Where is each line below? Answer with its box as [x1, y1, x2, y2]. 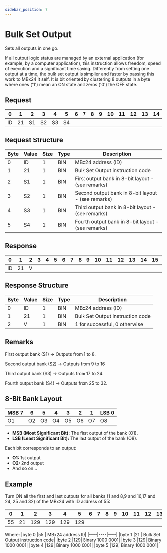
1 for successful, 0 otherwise [74, 321, 143, 328]
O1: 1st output [12, 455, 41, 461]
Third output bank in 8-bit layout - [74, 204, 156, 211]
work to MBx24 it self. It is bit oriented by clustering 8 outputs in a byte [5, 76, 151, 82]
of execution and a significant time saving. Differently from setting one [5, 65, 149, 71]
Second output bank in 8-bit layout [74, 190, 157, 197]
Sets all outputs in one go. [5, 45, 59, 51]
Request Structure [5, 136, 64, 144]
